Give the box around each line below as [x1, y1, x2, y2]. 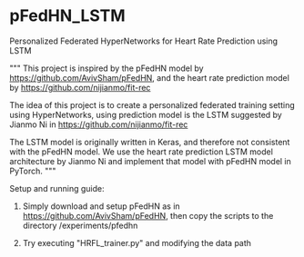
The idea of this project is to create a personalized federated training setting [9, 99, 296, 110]
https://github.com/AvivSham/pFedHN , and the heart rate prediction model [9, 72, 289, 83]
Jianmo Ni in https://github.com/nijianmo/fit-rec [9, 119, 188, 130]
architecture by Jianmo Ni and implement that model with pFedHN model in [9, 155, 291, 166]
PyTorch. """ [9, 165, 56, 176]
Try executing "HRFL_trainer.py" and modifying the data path [22, 237, 252, 248]
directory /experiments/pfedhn [22, 220, 138, 231]
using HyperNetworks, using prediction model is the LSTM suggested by [9, 109, 282, 120]
